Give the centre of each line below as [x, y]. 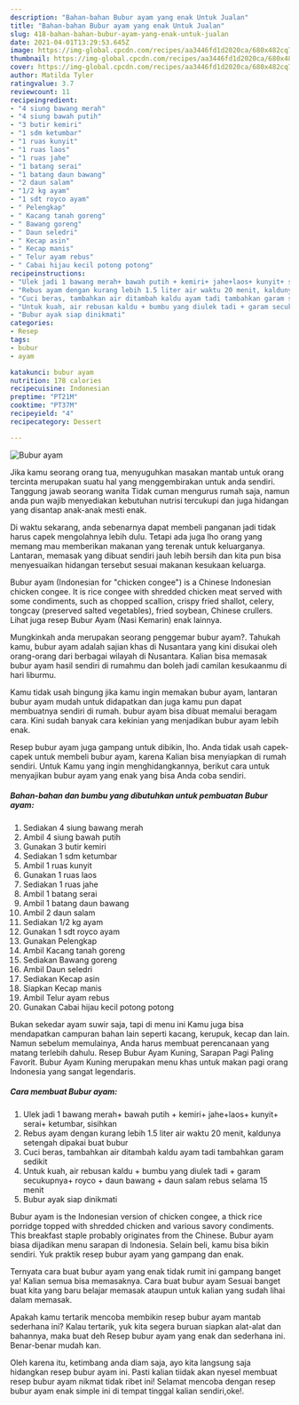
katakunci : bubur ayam [52, 372]
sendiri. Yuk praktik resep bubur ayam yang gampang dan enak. [127, 1254]
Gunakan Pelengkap [59, 941]
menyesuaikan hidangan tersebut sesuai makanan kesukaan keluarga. [138, 564]
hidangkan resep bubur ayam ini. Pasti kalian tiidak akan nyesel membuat [144, 1372]
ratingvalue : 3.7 [42, 84]
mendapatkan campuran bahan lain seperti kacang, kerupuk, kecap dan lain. [150, 1034]
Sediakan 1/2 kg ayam [63, 922]
